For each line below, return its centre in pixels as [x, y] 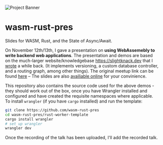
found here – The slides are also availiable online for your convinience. [76, 76]
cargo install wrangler [29, 119]
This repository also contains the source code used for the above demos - [80, 85]
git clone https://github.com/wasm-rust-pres [52, 110]
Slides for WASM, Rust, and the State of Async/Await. [59, 41]
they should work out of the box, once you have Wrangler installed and [76, 91]
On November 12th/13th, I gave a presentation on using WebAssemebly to [80, 50]
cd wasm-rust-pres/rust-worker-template [47, 115]
